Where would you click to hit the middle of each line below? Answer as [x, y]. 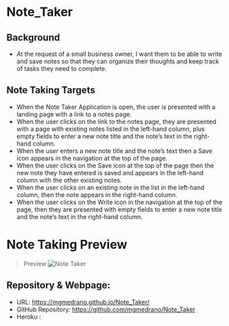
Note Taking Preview [67, 245]
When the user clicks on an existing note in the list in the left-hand [110, 187]
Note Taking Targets [51, 90]
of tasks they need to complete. [62, 69]
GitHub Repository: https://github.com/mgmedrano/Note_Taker [106, 309]
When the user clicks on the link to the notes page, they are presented [116, 121]
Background [33, 38]
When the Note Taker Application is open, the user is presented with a [116, 107]
